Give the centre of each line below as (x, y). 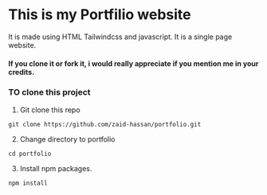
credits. (22, 72)
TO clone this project (49, 92)
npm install (28, 183)
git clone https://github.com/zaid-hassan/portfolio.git (105, 124)
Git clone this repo (50, 110)
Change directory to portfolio (67, 139)
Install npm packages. (56, 168)
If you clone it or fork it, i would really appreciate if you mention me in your (133, 63)
